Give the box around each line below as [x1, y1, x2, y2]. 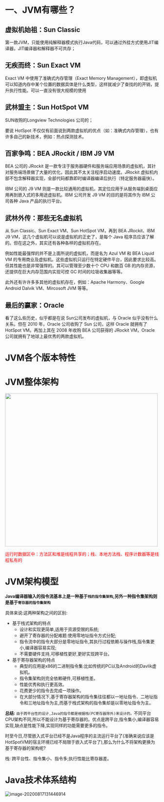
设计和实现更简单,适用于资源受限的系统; [19, 627, 99, 632]
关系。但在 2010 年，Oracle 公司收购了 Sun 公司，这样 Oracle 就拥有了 [5, 321, 147, 327]
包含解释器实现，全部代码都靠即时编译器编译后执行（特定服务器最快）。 [13, 175, 157, 181]
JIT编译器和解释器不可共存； [18, 46, 76, 51]
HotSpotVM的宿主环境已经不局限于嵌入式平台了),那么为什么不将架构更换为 [5, 739, 155, 745]
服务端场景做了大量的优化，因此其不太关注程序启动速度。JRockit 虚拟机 [9, 170, 154, 175]
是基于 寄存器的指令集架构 [5, 600, 51, 606]
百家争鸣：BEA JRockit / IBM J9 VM [5, 149, 115, 158]
